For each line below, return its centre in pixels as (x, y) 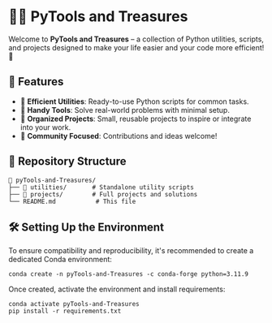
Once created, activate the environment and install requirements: (117, 289)
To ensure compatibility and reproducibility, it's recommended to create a (131, 251)
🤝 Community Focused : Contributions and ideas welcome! (119, 136)
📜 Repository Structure (67, 161)
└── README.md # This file (72, 201)
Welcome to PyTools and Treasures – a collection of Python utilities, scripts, (136, 39)
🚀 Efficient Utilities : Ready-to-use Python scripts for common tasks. (134, 101)
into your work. (45, 127)
